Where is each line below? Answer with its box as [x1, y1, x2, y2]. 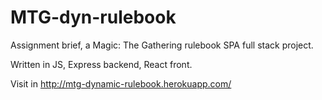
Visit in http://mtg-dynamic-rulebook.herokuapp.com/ [10, 77, 232, 90]
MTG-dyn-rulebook [10, 6, 177, 29]
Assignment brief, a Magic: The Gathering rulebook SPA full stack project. [10, 39, 314, 51]
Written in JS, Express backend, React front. [10, 58, 193, 70]
